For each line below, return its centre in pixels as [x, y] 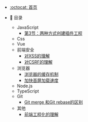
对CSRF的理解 [38, 62]
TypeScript [28, 91]
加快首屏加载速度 [41, 80]
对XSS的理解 [37, 56]
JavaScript [28, 27]
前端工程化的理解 [41, 114]
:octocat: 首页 [23, 7]
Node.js [25, 86]
